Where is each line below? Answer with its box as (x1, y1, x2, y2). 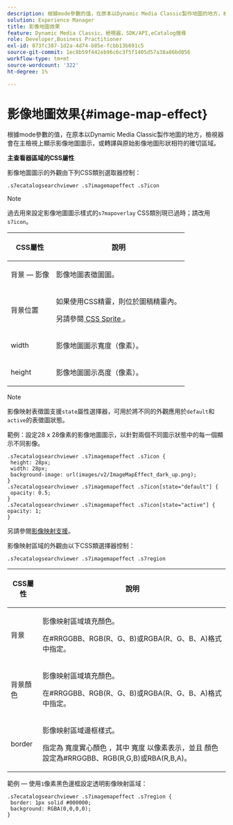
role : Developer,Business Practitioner (7, 36, 123, 43)
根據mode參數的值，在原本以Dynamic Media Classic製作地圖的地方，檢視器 (7, 130, 224, 139)
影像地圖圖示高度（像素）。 (55, 368, 144, 378)
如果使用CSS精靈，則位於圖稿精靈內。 (55, 297, 182, 306)
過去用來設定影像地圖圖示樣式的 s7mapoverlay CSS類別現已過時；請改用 (7, 209, 211, 217)
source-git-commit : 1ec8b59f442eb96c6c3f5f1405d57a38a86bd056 (7, 49, 191, 56)
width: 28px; (10, 465, 49, 472)
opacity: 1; (7, 507, 42, 515)
